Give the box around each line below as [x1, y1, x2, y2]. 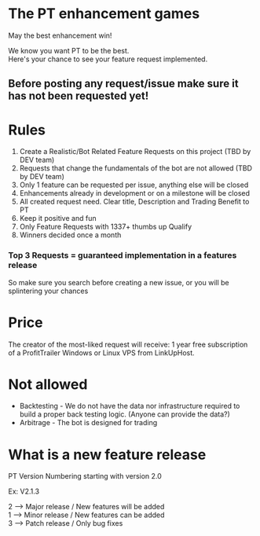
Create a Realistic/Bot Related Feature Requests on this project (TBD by [19, 147, 251, 156]
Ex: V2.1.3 [8, 486, 40, 496]
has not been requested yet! [8, 90, 149, 103]
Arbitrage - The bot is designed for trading [19, 418, 158, 428]
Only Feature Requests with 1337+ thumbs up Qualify [19, 222, 192, 232]
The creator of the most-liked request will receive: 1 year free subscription [8, 340, 248, 349]
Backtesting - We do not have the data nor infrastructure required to [19, 402, 240, 411]
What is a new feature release [8, 446, 207, 464]
